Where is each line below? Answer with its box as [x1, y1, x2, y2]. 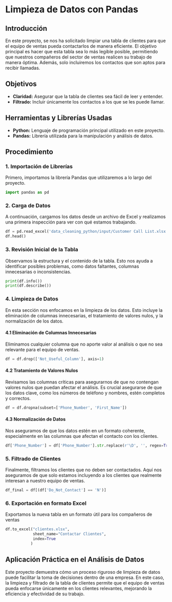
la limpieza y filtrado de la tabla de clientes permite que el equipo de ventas [5, 579, 165, 586]
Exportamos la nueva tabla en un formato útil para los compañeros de [5, 511, 153, 517]
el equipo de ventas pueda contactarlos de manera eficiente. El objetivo [5, 43, 157, 49]
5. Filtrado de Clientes [5, 455, 61, 462]
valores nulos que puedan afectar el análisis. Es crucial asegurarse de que [5, 384, 162, 390]
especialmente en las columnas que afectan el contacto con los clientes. [5, 433, 159, 439]
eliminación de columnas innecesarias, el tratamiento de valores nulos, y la [5, 312, 163, 318]
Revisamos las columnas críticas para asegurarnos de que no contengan [5, 378, 159, 385]
